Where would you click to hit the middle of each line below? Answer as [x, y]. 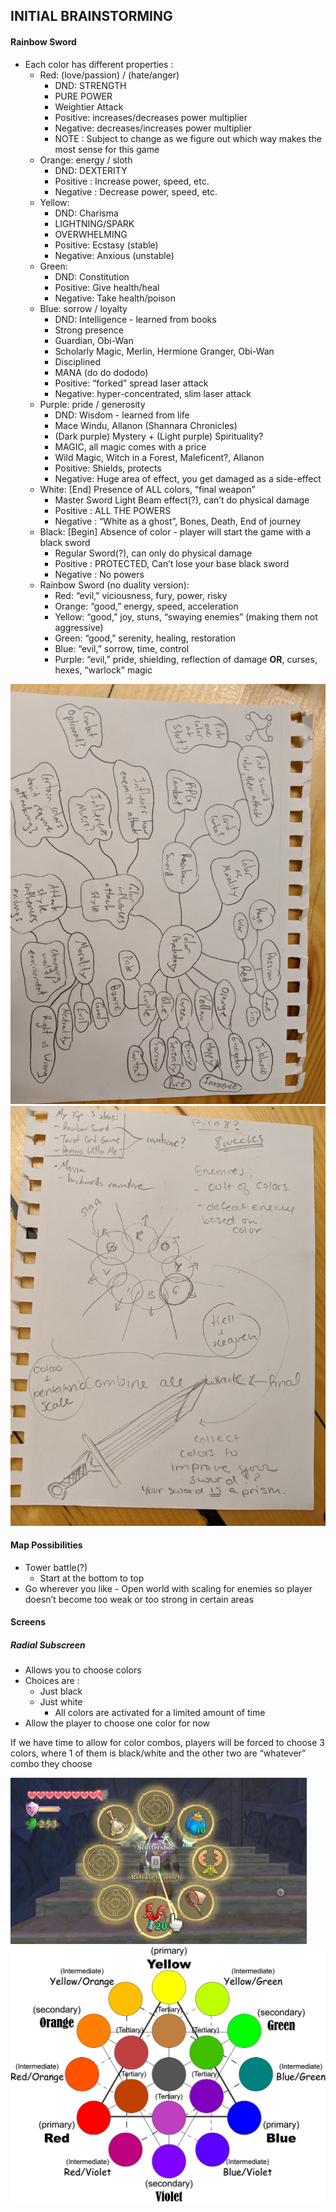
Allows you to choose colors [83, 1670]
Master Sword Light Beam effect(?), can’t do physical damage [182, 500]
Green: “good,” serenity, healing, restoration [145, 638]
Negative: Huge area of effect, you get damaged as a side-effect [188, 478]
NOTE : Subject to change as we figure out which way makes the [188, 138]
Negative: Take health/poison [115, 298]
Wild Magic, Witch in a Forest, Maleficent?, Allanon [159, 457]
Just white [61, 1702]
